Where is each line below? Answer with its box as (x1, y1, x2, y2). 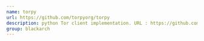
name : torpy (6, 8, 36, 15)
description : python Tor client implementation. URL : (6, 20, 148, 26)
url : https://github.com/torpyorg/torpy (6, 14, 110, 20)
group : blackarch (6, 25, 50, 32)
